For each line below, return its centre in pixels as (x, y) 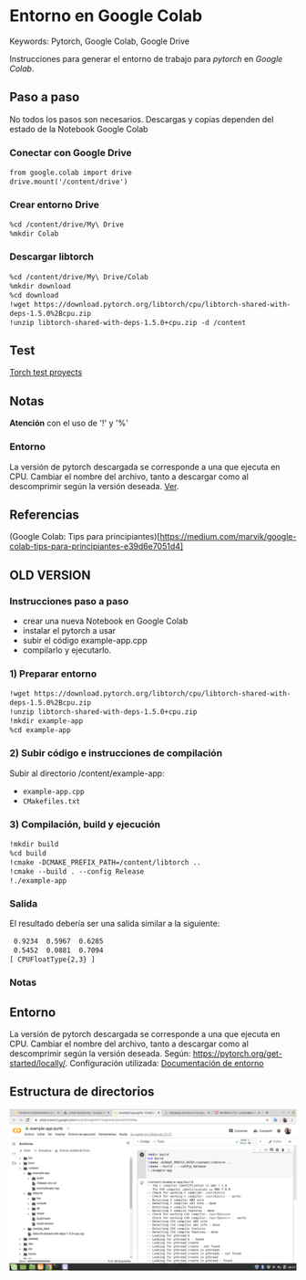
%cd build (28, 853)
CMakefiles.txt (51, 801)
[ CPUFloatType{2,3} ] (52, 960)
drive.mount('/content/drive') (69, 182)
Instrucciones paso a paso (69, 601)
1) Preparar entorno (53, 674)
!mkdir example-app (46, 721)
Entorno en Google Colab (106, 16)
